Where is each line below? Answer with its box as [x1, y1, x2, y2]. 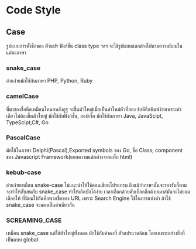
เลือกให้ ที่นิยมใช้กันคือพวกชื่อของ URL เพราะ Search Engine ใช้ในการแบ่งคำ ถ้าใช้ [6, 195, 171, 202]
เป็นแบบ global [6, 236, 39, 243]
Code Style [6, 4, 61, 17]
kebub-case [6, 168, 42, 176]
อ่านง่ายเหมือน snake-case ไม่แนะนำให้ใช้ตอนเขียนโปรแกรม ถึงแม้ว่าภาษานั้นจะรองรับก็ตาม [6, 182, 187, 189]
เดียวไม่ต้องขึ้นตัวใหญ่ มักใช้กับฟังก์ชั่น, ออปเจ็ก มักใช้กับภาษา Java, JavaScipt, [6, 112, 163, 119]
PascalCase [6, 133, 41, 141]
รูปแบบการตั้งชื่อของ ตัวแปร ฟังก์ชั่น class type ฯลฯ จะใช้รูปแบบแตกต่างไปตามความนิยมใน [6, 42, 183, 49]
